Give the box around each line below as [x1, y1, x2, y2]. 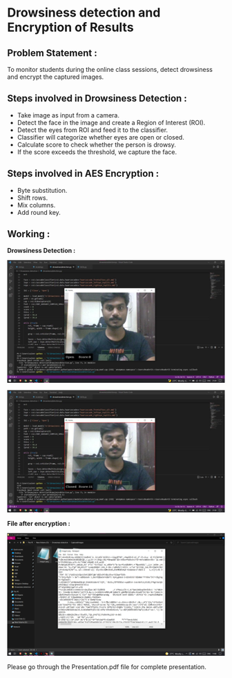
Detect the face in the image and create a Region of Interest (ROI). [17, 118, 206, 126]
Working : [7, 228, 50, 240]
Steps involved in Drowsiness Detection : [7, 93, 188, 104]
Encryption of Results [7, 19, 134, 35]
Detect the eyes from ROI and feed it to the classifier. [17, 126, 168, 134]
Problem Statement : [7, 47, 98, 59]
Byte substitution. [17, 186, 68, 194]
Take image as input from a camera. [17, 111, 119, 119]
